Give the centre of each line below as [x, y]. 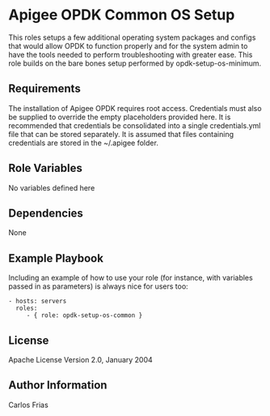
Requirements [44, 89]
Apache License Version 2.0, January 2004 [81, 360]
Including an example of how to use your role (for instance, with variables [131, 278]
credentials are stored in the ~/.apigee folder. [84, 143]
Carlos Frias [28, 405]
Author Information [58, 386]
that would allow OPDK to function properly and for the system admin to [128, 45]
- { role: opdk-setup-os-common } [84, 315]
